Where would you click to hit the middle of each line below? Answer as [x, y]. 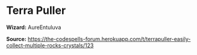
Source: [17, 39]
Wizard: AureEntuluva [34, 27]
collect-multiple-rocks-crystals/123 [50, 45]
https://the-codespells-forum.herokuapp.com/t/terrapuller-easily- [109, 39]
